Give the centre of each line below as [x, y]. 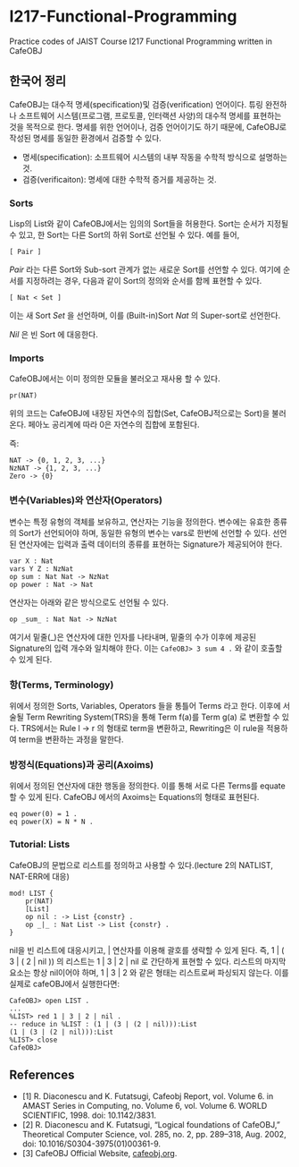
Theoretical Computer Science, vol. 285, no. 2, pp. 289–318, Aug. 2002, [154, 1135]
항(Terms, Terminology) [62, 685]
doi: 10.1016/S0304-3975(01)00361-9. [91, 1144]
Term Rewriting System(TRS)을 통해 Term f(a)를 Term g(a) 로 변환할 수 [153, 717]
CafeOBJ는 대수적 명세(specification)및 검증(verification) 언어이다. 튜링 [136, 104]
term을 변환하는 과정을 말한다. [71, 739]
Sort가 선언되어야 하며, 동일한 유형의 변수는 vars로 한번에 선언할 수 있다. [144, 532]
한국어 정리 [38, 81]
